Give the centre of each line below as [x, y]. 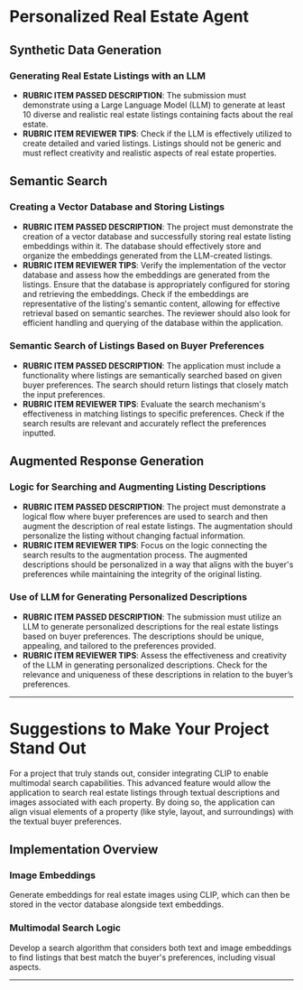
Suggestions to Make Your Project [139, 729]
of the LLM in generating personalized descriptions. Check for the [145, 665]
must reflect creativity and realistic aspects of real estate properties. [149, 153]
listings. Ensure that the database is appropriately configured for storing [156, 284]
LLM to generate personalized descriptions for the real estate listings [151, 626]
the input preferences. [64, 394]
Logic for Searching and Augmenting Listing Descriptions [138, 487]
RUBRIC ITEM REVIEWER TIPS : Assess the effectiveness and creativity [154, 655]
